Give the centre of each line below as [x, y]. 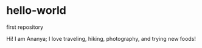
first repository [25, 27]
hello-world [37, 10]
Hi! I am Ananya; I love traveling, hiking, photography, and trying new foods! [101, 38]
